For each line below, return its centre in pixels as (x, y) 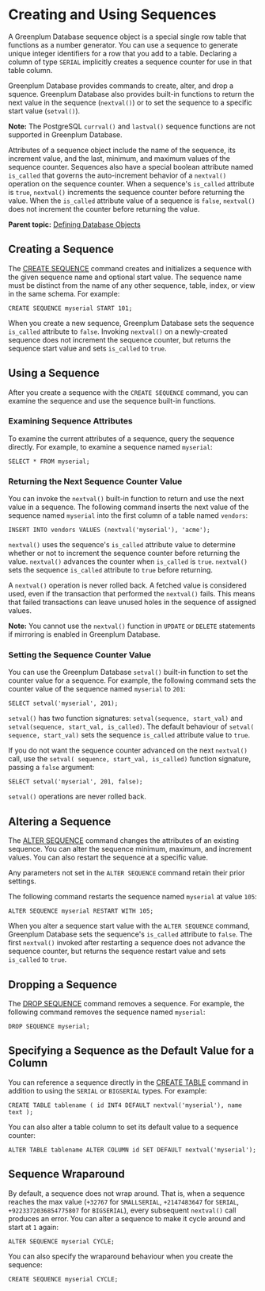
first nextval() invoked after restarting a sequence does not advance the (127, 943)
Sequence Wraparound (66, 1174)
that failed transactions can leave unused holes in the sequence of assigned (132, 602)
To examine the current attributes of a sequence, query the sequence (121, 439)
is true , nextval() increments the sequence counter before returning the (127, 192)
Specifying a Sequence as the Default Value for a (131, 1051)
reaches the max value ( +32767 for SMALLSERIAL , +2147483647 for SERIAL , (124, 1201)
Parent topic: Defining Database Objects (74, 224)
